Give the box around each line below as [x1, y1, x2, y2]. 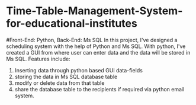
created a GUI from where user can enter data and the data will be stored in [6, 49, 191, 56]
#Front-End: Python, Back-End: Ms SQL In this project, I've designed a [6, 36, 178, 43]
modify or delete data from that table [14, 79, 105, 87]
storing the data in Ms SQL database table [14, 73, 118, 80]
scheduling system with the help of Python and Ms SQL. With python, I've [6, 43, 186, 50]
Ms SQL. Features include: [6, 55, 70, 62]
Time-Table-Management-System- [6, 4, 183, 18]
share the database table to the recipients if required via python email [14, 85, 185, 93]
